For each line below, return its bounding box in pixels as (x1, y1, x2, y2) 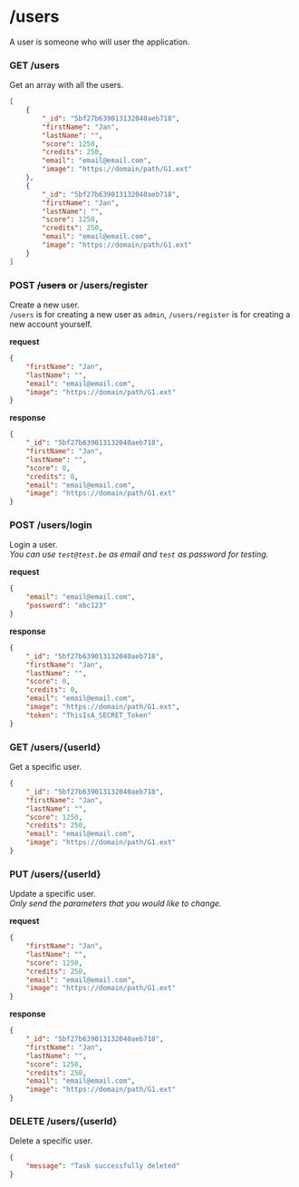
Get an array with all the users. (9, 80, 124, 91)
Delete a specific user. (9, 1135, 93, 1146)
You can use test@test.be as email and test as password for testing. (9, 549, 269, 559)
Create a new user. (9, 299, 80, 310)
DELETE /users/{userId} (9, 1114, 118, 1127)
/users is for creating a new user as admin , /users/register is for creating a (9, 309, 291, 320)
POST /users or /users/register (9, 278, 149, 291)
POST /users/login (9, 519, 92, 531)
